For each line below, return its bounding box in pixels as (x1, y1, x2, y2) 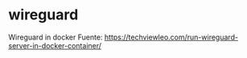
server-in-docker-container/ (8, 40, 102, 50)
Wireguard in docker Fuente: (8, 32, 103, 42)
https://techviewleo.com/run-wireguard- (104, 32, 239, 42)
